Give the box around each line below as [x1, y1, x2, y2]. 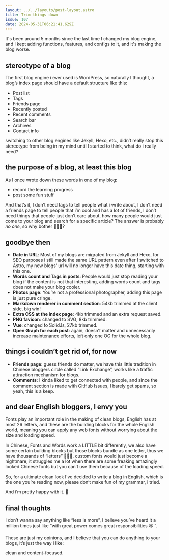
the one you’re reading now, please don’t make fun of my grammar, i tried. [5, 479, 160, 485]
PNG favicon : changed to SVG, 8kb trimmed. [12, 316, 107, 322]
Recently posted [12, 106, 47, 112]
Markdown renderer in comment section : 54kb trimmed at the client [12, 300, 158, 306]
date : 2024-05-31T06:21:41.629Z [5, 21, 74, 27]
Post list [12, 90, 30, 96]
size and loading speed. [5, 432, 55, 438]
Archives [12, 123, 32, 129]
